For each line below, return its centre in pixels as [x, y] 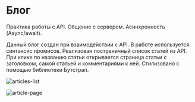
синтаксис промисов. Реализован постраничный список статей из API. [97, 50]
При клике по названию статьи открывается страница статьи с [87, 57]
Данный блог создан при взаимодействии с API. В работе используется [98, 44]
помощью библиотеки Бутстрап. [48, 69]
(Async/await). [24, 33]
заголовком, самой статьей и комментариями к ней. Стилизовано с [93, 63]
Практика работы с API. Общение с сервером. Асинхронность [86, 27]
